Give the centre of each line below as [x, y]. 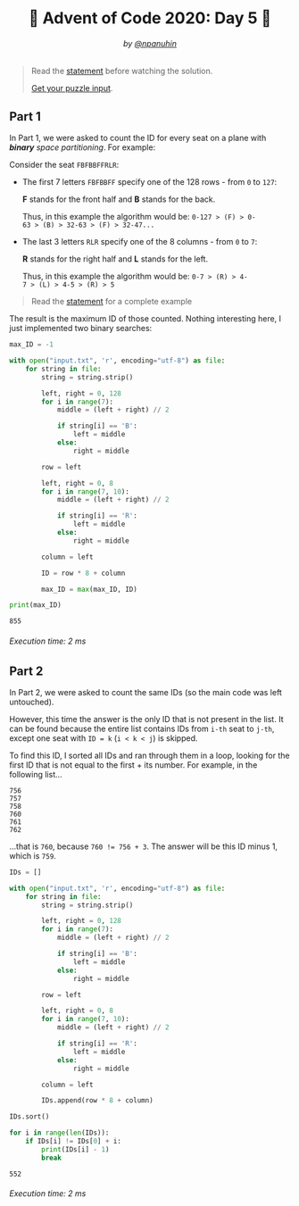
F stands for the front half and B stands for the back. [119, 199]
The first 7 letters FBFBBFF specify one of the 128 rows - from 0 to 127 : [149, 182]
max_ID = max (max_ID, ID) [90, 589]
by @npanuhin [150, 43]
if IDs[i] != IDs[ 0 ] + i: [74, 1142]
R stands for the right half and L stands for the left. [115, 259]
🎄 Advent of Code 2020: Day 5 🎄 [150, 18]
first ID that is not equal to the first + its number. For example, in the [133, 765]
